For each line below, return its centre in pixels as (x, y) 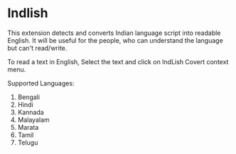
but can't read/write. (37, 48)
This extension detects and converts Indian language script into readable (114, 33)
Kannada (31, 112)
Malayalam (33, 120)
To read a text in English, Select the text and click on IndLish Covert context (118, 61)
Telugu (28, 142)
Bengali (29, 97)
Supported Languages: (41, 83)
